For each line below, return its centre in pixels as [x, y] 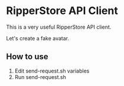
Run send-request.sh [40, 77]
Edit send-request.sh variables [52, 71]
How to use [27, 57]
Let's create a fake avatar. [38, 38]
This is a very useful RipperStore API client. [59, 27]
